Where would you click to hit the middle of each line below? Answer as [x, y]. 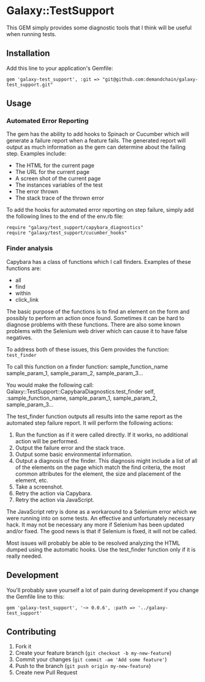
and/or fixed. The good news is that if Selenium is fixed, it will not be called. [102, 531]
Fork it [23, 646]
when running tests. [32, 34]
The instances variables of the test [59, 185]
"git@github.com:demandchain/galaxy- [150, 79]
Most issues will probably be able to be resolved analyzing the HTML [93, 543]
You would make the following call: [50, 385]
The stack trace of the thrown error [60, 198]
